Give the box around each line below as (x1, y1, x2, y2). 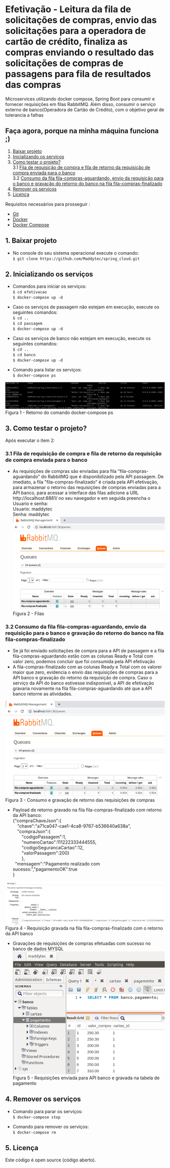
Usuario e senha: (12, 500, 48, 506)
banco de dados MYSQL (12, 945, 64, 952)
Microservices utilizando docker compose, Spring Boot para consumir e (5, 95, 155, 102)
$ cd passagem (12, 321, 42, 326)
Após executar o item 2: (5, 437, 55, 443)
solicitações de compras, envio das (5, 14, 157, 26)
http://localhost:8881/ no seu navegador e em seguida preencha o (12, 495, 151, 501)
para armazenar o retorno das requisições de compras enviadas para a (12, 484, 161, 490)
